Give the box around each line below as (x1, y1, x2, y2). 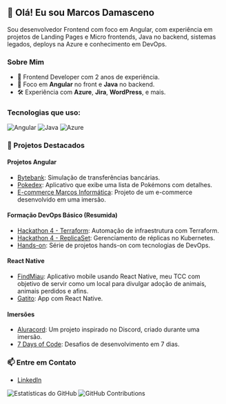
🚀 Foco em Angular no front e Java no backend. (17, 80, 155, 88)
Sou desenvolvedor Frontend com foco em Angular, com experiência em (7, 25, 213, 33)
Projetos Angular (7, 157, 57, 166)
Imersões (7, 310, 35, 318)
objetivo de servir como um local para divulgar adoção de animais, (17, 279, 207, 287)
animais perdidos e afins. (17, 287, 89, 295)
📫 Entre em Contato (7, 358, 76, 367)
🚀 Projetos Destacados (7, 141, 85, 151)
